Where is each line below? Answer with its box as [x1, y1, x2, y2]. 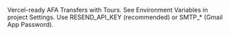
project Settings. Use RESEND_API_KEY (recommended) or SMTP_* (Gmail [7, 13, 223, 21]
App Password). [7, 21, 54, 28]
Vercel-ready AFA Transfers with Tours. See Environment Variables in [7, 6, 208, 14]
